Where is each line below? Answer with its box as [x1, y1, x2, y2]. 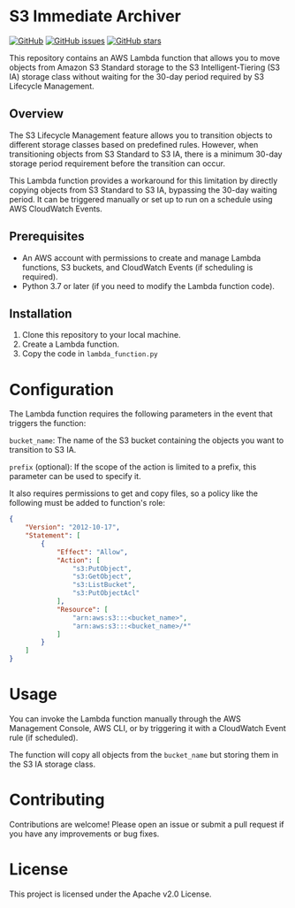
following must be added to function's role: [9, 498, 166, 508]
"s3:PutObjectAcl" [72, 589, 140, 598]
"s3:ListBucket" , [72, 581, 137, 590]
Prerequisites [9, 229, 85, 244]
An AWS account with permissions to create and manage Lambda [21, 252, 261, 263]
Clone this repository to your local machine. [21, 330, 181, 340]
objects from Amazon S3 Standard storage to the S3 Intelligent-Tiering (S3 [9, 62, 281, 72]
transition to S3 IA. [9, 445, 77, 455]
